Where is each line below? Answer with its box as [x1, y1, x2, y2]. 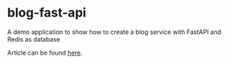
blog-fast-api [7, 5, 87, 21]
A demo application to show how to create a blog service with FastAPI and [7, 28, 222, 36]
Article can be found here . [7, 48, 83, 57]
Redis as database [7, 35, 61, 43]
